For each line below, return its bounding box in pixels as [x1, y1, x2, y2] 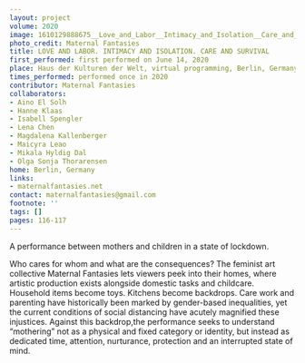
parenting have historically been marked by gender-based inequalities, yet [9, 297, 288, 308]
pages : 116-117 [9, 215, 67, 225]
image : [9, 30, 34, 39]
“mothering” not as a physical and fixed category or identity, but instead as [9, 326, 290, 337]
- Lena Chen [9, 123, 54, 132]
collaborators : [9, 89, 67, 98]
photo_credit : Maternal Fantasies [9, 38, 141, 48]
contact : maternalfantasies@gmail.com [9, 191, 156, 200]
